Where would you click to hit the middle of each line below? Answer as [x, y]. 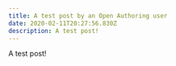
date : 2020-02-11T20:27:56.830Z [63, 23]
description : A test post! [54, 31]
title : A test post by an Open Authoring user [88, 16]
